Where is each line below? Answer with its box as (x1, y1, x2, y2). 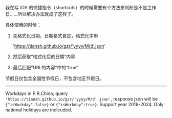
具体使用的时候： (5, 22, 41, 28)
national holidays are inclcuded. (5, 107, 73, 113)
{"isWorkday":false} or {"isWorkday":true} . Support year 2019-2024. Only (5, 102, 164, 107)
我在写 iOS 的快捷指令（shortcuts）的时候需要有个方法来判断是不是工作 (5, 5, 157, 10)
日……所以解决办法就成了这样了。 (5, 11, 76, 17)
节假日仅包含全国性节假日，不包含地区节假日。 (5, 75, 104, 81)
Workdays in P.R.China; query (5, 90, 68, 96)
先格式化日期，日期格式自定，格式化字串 (12, 33, 98, 38)
